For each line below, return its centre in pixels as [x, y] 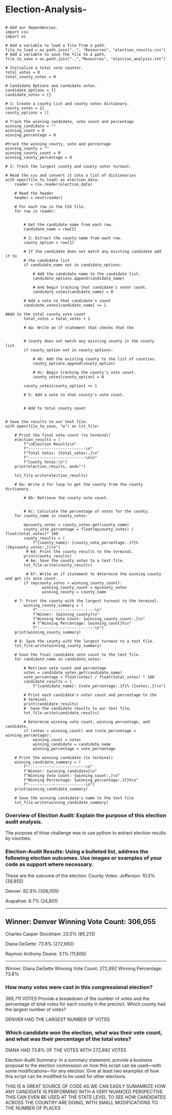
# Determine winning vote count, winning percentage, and [87, 722]
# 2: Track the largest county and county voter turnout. [68, 166]
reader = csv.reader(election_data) [54, 184]
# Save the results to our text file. [47, 422]
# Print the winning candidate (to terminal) [64, 758]
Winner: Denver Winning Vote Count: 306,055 [81, 922]
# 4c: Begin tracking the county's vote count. [84, 372]
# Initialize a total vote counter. [44, 68]
